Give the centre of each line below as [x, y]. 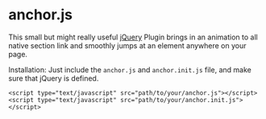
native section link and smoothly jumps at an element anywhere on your [127, 45]
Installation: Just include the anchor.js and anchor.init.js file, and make [130, 69]
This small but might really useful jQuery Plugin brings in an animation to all [133, 37]
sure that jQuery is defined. [54, 78]
